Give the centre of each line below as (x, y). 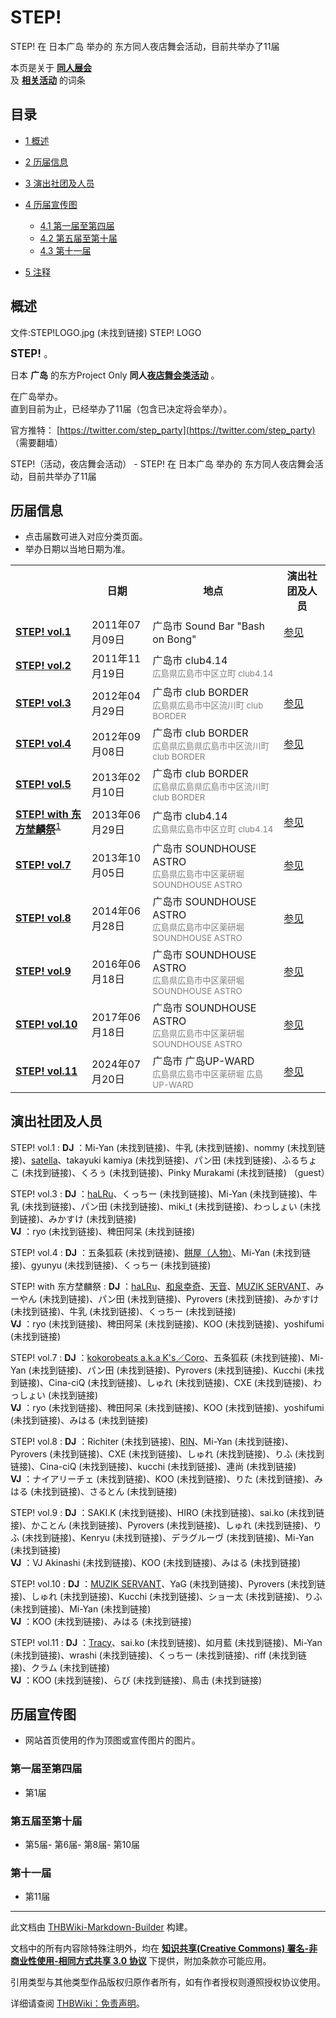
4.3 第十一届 (65, 250)
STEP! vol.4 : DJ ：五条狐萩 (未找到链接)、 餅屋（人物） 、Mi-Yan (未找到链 (161, 1252)
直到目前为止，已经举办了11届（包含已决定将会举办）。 (121, 408)
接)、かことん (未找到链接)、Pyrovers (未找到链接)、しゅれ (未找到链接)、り (166, 1525)
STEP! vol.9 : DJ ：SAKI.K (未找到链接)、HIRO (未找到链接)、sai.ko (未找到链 (167, 1512)
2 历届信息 (46, 162)
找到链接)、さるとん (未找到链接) (110, 1491)
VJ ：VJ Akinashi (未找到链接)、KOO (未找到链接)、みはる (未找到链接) (156, 1562)
